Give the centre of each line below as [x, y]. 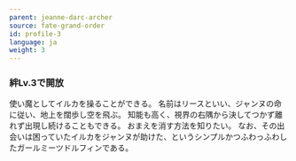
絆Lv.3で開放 [37, 83]
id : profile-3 [35, 34]
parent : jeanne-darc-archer [61, 17]
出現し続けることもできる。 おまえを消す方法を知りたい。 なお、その [151, 126]
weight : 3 [27, 50]
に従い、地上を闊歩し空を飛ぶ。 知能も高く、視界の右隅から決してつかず [142, 115]
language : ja [33, 42]
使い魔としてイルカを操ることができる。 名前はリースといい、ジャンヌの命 [145, 103]
